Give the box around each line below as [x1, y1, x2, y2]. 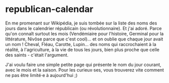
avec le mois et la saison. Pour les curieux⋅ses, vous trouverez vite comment [5, 66, 164, 73]
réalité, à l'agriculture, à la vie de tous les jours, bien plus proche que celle [5, 46, 160, 52]
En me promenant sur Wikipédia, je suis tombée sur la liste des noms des [5, 20, 157, 26]
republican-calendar [5, 3, 93, 15]
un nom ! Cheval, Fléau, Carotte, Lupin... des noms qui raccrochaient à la [5, 41, 156, 47]
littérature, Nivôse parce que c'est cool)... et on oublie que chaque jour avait [5, 36, 163, 42]
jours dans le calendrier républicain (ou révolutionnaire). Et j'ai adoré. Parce [5, 25, 162, 31]
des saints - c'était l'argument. [5, 51, 69, 58]
